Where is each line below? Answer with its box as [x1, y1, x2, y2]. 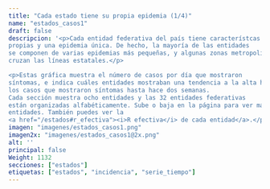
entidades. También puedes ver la [8, 109, 125, 117]
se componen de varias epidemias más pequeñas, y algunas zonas [8, 49, 228, 57]
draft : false [8, 27, 52, 35]
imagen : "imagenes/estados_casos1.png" [8, 124, 142, 132]
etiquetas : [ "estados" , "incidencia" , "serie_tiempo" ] [8, 168, 196, 177]
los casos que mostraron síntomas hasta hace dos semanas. [8, 86, 211, 94]
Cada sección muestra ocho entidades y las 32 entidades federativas [8, 93, 247, 101]
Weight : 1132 [8, 154, 52, 162]
